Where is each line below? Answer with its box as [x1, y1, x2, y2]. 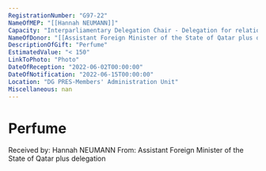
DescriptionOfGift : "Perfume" [8, 41, 108, 49]
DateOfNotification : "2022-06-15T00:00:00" [8, 70, 154, 78]
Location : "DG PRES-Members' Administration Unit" [8, 78, 179, 85]
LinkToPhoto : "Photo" [8, 56, 80, 64]
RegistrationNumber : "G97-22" [8, 11, 108, 20]
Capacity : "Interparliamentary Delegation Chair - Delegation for [8, 26, 232, 34]
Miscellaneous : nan [8, 85, 73, 93]
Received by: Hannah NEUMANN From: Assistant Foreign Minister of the [8, 146, 244, 155]
